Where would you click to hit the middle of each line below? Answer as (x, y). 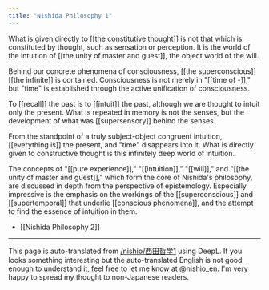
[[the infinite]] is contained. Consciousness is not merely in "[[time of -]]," (129, 79)
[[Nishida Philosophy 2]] (60, 227)
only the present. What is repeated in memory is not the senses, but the (126, 112)
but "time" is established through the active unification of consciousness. (129, 88)
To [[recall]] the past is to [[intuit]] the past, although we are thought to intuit (134, 103)
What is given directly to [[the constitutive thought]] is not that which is (125, 38)
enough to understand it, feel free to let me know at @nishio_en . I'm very (128, 268)
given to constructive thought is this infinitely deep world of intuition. (122, 153)
